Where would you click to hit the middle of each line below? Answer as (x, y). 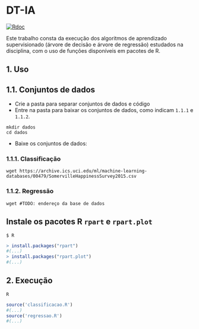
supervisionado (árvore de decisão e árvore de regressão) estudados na (95, 44)
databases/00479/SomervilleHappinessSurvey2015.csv (71, 176)
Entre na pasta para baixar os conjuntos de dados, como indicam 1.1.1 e (104, 110)
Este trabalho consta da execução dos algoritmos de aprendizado (87, 38)
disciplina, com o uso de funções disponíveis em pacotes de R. (83, 50)
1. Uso (18, 70)
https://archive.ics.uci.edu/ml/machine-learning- (83, 171)
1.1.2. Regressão (30, 191)
